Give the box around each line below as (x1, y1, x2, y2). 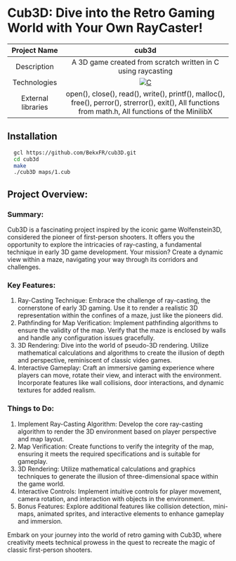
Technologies (12, 77, 58, 87)
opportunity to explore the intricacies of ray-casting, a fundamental (7, 240, 202, 248)
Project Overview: (7, 188, 88, 200)
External (20, 93, 49, 103)
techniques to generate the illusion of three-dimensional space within (17, 472, 218, 480)
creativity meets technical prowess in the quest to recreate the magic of (7, 538, 216, 546)
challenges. (7, 263, 41, 271)
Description (15, 61, 54, 71)
